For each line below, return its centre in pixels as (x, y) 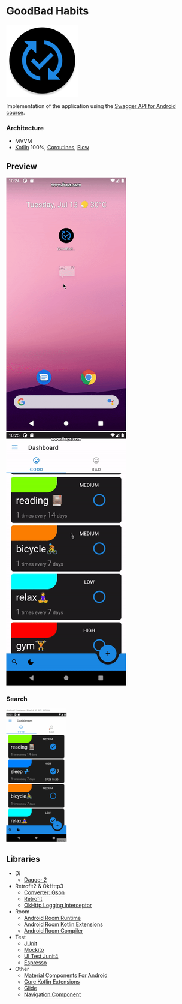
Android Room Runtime (52, 918)
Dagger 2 (35, 880)
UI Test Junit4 (41, 956)
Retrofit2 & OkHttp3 (39, 886)
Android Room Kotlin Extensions (63, 924)
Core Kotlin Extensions (52, 982)
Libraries (23, 859)
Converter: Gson (44, 892)
